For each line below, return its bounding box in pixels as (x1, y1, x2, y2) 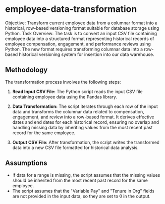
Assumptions (5, 159, 48, 167)
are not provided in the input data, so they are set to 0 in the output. (12, 193, 151, 199)
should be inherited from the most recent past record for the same (12, 177, 148, 183)
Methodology (5, 66, 48, 74)
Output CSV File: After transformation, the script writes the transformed (12, 139, 160, 145)
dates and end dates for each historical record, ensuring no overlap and (12, 119, 160, 125)
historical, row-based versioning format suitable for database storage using (5, 25, 160, 31)
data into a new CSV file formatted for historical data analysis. (12, 145, 139, 151)
